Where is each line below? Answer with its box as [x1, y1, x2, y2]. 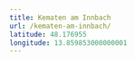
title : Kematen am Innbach [9, 13, 111, 22]
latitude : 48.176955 [9, 30, 88, 39]
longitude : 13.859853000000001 [9, 38, 128, 48]
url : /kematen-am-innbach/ [9, 22, 111, 30]
